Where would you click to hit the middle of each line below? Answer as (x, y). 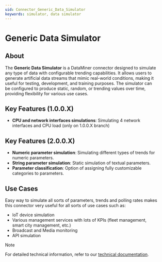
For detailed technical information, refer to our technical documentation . (77, 254)
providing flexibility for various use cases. (47, 93)
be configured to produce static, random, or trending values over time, (75, 88)
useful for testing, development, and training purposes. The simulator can (79, 83)
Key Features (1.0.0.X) (39, 109)
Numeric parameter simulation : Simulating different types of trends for (83, 153)
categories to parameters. (38, 174)
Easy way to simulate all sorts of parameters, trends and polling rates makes (81, 200)
